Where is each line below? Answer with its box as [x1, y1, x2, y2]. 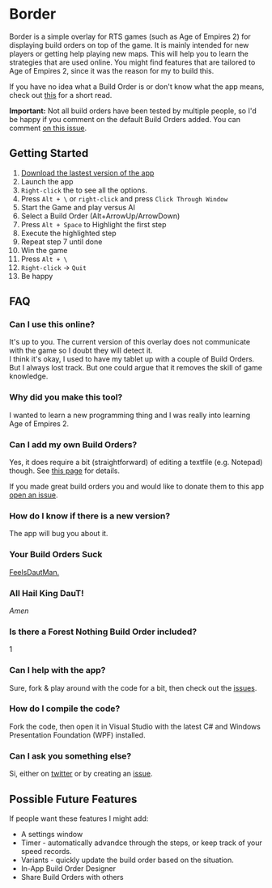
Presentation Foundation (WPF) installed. [9, 729, 146, 740]
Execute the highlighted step [20, 228, 117, 238]
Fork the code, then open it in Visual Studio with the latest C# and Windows [9, 721, 261, 731]
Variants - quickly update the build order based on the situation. [20, 855, 234, 865]
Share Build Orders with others [20, 872, 124, 882]
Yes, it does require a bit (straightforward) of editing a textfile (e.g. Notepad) [9, 458, 263, 467]
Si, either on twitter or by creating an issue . [9, 769, 153, 779]
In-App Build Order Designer [20, 863, 117, 873]
